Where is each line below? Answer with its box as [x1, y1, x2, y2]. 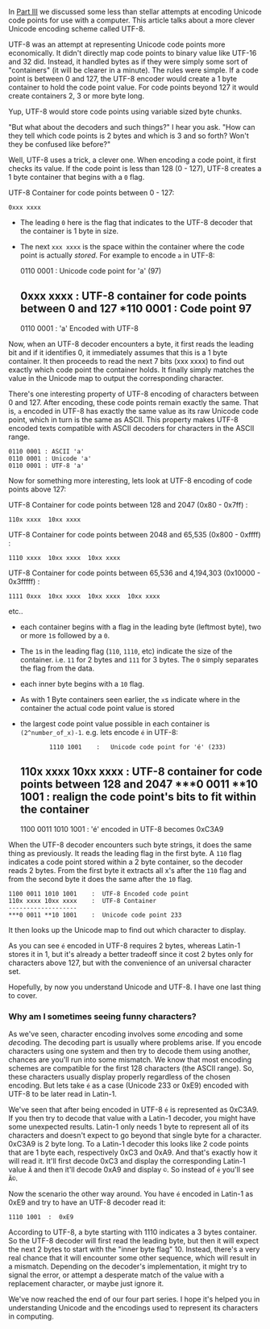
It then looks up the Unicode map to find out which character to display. [8, 925, 247, 934]
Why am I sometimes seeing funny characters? [8, 1010, 197, 1022]
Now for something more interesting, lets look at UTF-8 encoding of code [8, 475, 252, 485]
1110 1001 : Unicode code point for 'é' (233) [49, 742, 226, 751]
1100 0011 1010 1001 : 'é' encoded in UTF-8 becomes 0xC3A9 [19, 824, 224, 834]
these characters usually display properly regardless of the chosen [8, 1072, 231, 1081]
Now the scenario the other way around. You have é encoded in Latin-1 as [8, 1189, 254, 1198]
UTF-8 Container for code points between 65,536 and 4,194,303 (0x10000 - [8, 568, 260, 578]
